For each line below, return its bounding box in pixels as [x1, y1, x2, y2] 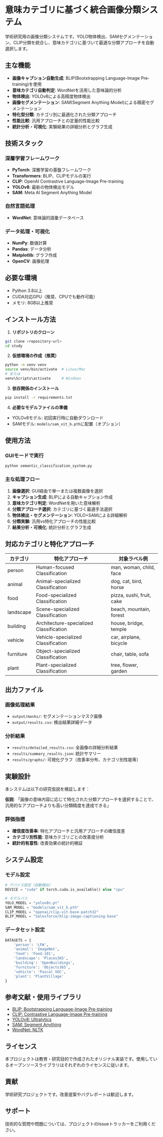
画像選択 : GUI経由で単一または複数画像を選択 [12, 488, 103, 493]
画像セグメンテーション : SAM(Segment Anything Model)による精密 [12, 99, 146, 105]
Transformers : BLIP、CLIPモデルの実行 [12, 173, 91, 179]
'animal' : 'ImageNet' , [14, 947, 60, 952]
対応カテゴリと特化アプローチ [5, 540, 95, 548]
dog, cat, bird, [111, 578, 143, 585]
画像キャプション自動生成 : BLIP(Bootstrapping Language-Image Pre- [12, 75, 150, 81]
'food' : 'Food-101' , [14, 951, 55, 956]
